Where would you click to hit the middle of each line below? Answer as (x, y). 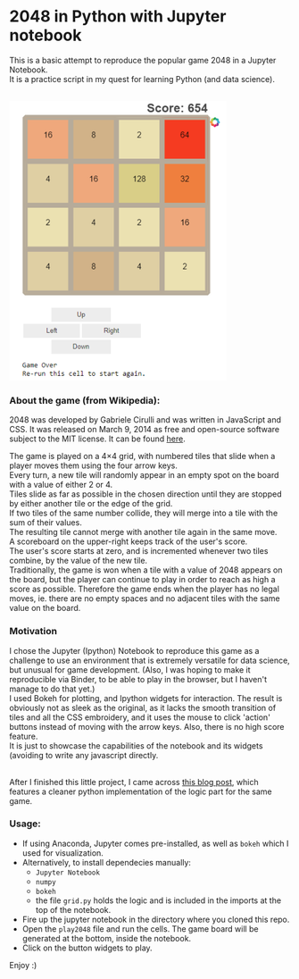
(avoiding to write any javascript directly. (84, 755)
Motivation (33, 632)
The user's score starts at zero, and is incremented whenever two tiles (139, 551)
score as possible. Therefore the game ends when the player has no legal (144, 589)
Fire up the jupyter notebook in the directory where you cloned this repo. (156, 919)
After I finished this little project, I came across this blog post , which (134, 782)
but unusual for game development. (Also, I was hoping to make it (130, 669)
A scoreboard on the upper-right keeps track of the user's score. (129, 541)
